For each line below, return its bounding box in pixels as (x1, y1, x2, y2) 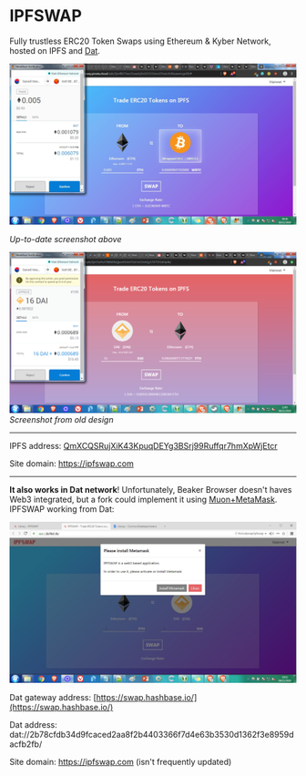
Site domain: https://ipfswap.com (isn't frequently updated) (9, 756, 232, 767)
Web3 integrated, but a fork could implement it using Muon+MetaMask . (9, 494, 278, 505)
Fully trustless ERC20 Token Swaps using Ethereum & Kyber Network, (9, 36, 271, 46)
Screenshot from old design (9, 414, 114, 424)
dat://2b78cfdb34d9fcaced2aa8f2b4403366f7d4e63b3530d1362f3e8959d (9, 729, 294, 740)
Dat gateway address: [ (9, 691, 97, 702)
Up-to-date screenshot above (9, 233, 122, 244)
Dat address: (9, 719, 57, 730)
